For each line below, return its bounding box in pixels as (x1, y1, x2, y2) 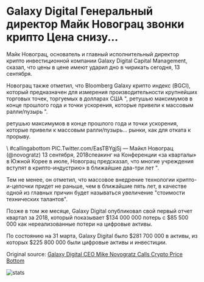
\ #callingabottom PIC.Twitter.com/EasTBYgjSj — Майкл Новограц (6, 144, 174, 152)
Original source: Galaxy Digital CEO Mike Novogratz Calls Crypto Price (6, 250, 183, 258)
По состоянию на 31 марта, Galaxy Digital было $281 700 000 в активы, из (6, 232, 198, 239)
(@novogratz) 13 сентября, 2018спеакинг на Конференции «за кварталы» (6, 151, 197, 158)
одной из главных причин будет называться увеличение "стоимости (6, 188, 185, 196)
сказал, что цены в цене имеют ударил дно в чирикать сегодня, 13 (6, 63, 180, 71)
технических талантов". (6, 195, 68, 202)
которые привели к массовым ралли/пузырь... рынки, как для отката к (6, 126, 191, 133)
